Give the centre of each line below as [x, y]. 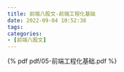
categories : [25, 34]
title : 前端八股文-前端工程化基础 [51, 14]
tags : [15, 27]
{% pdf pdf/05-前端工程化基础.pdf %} [62, 61]
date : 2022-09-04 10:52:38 [47, 20]
